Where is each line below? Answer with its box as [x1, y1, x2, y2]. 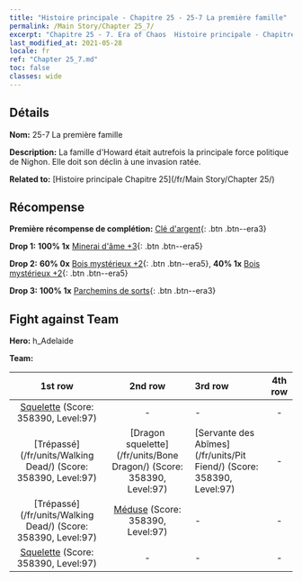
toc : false [9, 64, 50, 73]
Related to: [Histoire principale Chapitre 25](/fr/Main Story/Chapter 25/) [9, 173, 276, 185]
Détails [9, 105, 49, 121]
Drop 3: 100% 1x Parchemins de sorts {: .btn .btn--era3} [9, 286, 217, 296]
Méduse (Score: [113, 504, 182, 516]
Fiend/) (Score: [194, 460, 259, 473]
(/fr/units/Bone [116, 449, 179, 462]
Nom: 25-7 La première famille [9, 129, 123, 140]
